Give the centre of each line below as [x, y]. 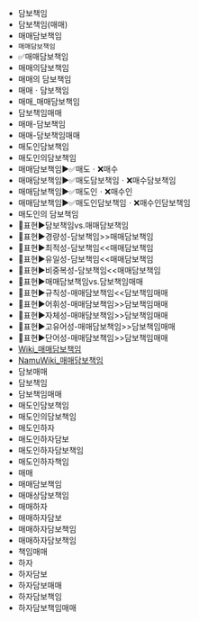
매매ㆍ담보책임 [43, 90]
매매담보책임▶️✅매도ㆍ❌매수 [68, 169]
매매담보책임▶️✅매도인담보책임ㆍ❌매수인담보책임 [104, 202]
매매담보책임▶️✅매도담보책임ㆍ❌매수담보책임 [97, 180]
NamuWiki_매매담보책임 [60, 360]
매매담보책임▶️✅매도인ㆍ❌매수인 [75, 191]
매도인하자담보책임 [50, 450]
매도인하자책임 [43, 461]
